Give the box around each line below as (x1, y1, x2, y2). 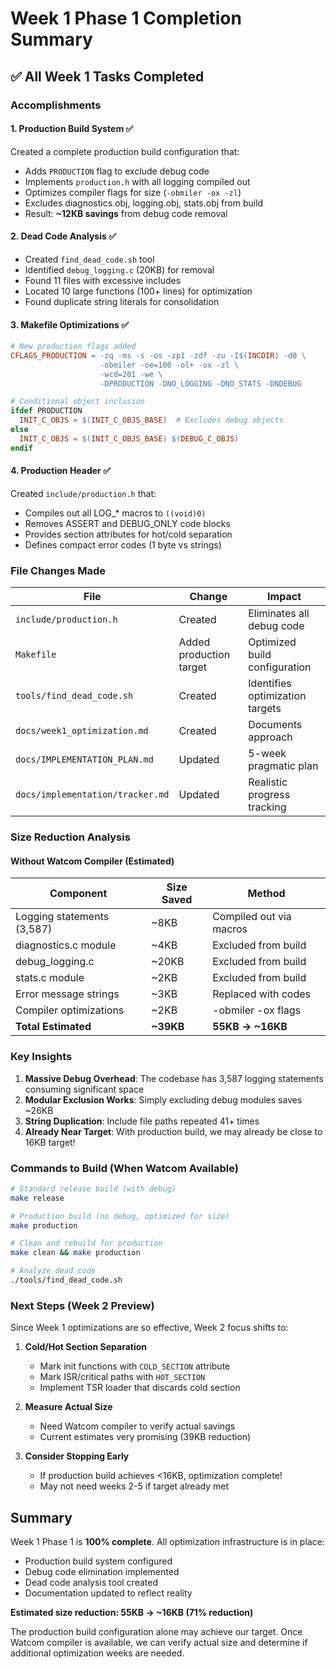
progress (248, 788, 291, 802)
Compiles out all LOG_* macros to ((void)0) (24, 507, 207, 519)
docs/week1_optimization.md (15, 725, 149, 737)
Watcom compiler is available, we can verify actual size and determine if (10, 1637, 308, 1649)
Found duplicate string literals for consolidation (24, 295, 220, 307)
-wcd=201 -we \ (99, 369, 163, 379)
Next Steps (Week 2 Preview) (10, 1298, 155, 1312)
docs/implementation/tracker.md (15, 789, 170, 801)
